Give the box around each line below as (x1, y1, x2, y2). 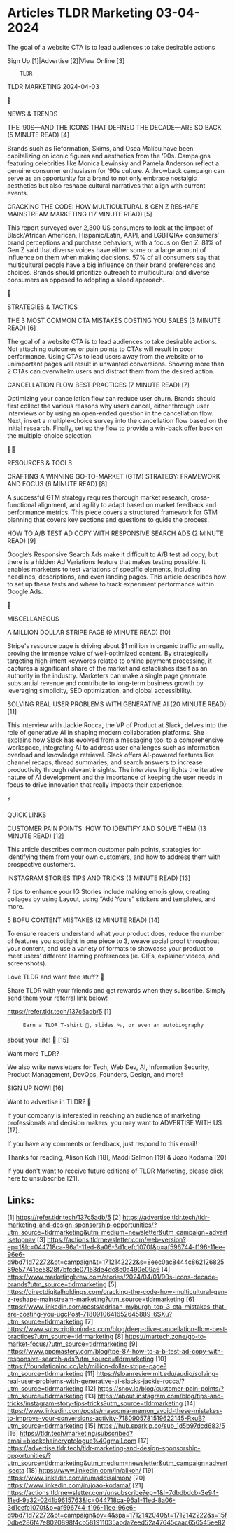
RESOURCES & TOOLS (7, 458, 72, 467)
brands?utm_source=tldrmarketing (7, 1280, 107, 1288)
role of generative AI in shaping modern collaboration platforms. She (7, 728, 205, 736)
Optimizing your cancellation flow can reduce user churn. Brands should (7, 394, 216, 402)
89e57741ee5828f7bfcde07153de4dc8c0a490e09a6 (7, 1265, 160, 1273)
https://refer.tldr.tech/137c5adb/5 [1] (7, 1007, 112, 1015)
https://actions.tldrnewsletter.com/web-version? (46, 1235, 187, 1244)
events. (7, 188, 29, 197)
